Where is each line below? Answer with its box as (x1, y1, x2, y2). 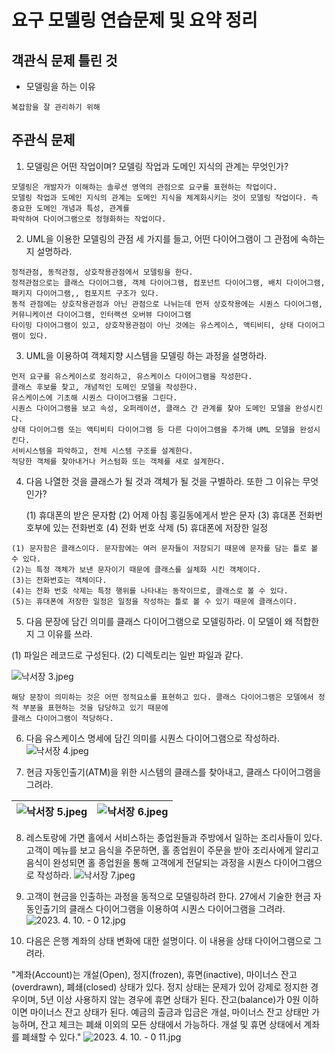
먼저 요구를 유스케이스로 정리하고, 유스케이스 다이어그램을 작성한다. (11, 371, 253, 381)
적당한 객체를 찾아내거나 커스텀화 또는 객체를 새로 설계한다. (11, 456, 226, 466)
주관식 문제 (11, 132, 76, 149)
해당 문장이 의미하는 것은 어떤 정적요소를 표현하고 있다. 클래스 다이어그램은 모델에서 (11, 692, 314, 702)
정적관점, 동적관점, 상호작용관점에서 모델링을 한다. (11, 267, 194, 277)
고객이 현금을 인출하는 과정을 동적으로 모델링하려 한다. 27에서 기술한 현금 (25, 890, 312, 902)
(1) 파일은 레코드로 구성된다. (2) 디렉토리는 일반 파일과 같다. (11, 649, 244, 661)
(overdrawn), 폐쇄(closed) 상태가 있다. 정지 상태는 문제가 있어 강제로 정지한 (11, 981, 309, 993)
